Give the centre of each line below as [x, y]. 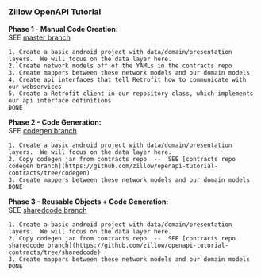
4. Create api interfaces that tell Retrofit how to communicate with [127, 80]
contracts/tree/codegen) [49, 173]
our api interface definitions [60, 101]
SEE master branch [40, 37]
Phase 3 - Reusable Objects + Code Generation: [88, 202]
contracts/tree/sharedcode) [55, 252]
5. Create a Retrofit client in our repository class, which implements [131, 94]
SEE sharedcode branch [48, 210]
